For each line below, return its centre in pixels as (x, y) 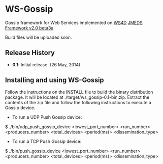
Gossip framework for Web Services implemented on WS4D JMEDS (74, 23)
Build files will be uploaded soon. (39, 37)
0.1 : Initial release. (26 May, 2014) (46, 64)
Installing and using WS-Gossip (55, 80)
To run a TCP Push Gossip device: (47, 141)
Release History (30, 53)
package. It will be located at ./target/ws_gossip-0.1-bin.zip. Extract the (77, 97)
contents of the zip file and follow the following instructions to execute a (78, 102)
